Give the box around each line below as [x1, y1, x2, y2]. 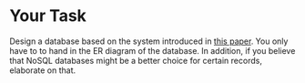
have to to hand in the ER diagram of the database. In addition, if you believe [9, 45, 296, 56]
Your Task [9, 5, 86, 26]
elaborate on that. [9, 65, 76, 76]
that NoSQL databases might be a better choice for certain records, [9, 55, 262, 66]
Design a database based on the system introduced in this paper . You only [9, 36, 289, 47]
